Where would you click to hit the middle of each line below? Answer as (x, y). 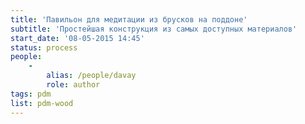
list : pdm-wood (42, 103)
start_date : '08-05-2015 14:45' (77, 38)
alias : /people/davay (91, 76)
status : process (44, 47)
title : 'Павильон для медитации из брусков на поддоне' (129, 19)
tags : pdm (31, 94)
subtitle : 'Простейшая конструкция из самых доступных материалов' (154, 29)
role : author (73, 85)
